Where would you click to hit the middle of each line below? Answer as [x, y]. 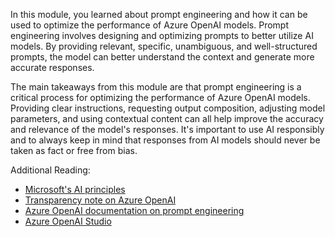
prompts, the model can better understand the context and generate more [162, 57]
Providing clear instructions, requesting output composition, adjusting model [168, 108]
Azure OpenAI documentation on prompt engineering [134, 210]
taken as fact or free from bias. [74, 150]
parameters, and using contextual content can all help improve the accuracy [167, 118]
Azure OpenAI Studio [68, 221]
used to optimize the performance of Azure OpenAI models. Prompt [149, 25]
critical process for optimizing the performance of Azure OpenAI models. [160, 97]
